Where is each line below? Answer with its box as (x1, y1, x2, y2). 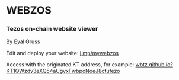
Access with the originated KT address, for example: (6, 61, 135, 68)
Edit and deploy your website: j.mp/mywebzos (6, 50, 119, 57)
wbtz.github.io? (135, 61, 174, 68)
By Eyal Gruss (6, 38, 40, 45)
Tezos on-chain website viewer (6, 25, 98, 33)
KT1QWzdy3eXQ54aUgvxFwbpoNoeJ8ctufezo (6, 68, 120, 75)
